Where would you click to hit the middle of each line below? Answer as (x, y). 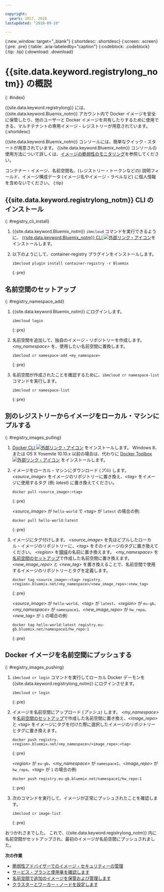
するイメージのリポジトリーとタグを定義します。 (61, 570)
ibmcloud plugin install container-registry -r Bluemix (70, 263)
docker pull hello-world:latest (45, 520)
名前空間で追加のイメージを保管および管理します (61, 878)
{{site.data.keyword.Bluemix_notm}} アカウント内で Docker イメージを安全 (81, 114)
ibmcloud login (28, 321)
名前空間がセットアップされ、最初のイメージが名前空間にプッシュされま (78, 839)
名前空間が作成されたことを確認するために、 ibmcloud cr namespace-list (86, 374)
